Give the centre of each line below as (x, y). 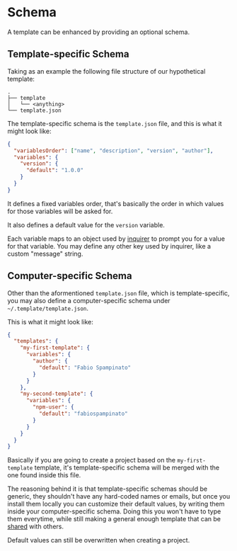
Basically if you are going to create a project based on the (91, 460)
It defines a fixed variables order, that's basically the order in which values (116, 203)
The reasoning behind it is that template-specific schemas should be (107, 489)
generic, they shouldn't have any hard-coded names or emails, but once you (119, 496)
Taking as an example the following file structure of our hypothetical (106, 71)
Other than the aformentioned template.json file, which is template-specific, (118, 293)
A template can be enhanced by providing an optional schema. (98, 32)
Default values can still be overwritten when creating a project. (99, 540)
